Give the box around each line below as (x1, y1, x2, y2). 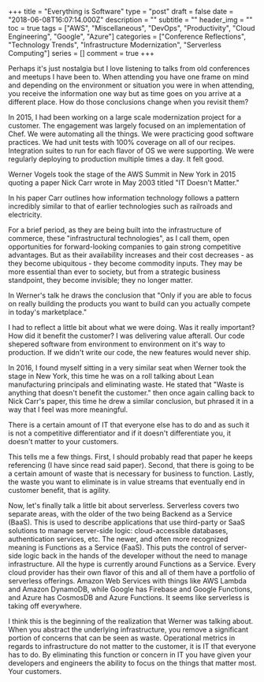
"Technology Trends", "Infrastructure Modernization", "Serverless (8, 40, 222, 50)
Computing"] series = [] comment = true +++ (8, 49, 155, 57)
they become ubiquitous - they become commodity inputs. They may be (8, 259, 243, 268)
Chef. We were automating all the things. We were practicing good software (8, 129, 254, 139)
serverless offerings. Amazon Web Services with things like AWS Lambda (8, 576, 247, 585)
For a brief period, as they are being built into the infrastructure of (8, 225, 222, 235)
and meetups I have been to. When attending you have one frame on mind (8, 72, 250, 81)
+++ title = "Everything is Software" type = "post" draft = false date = (8, 7, 234, 16)
